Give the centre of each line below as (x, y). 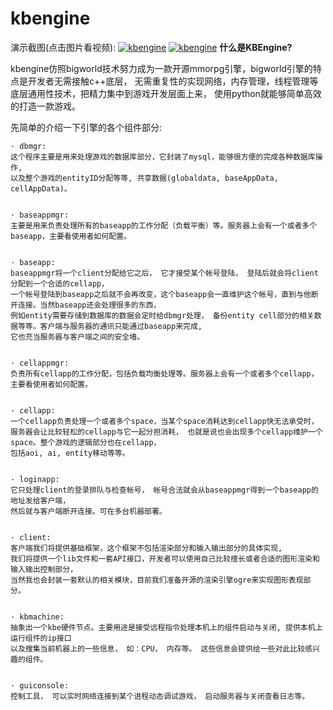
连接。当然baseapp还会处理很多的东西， (89, 305)
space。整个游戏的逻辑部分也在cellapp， (86, 442)
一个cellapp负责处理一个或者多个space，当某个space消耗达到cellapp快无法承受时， (164, 421)
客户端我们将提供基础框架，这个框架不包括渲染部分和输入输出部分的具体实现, (146, 548)
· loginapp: (35, 479)
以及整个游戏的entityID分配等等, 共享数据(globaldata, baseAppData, (144, 178)
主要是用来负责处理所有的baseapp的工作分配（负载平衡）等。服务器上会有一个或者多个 (164, 225)
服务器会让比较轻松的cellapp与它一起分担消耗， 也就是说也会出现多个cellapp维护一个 (166, 432)
